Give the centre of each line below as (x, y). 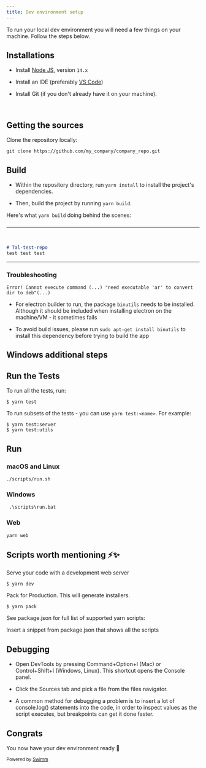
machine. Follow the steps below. (48, 36)
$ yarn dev (20, 584)
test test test (26, 253)
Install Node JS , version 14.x (51, 70)
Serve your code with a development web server (68, 573)
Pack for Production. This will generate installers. (68, 595)
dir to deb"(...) (29, 293)
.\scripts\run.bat (32, 507)
